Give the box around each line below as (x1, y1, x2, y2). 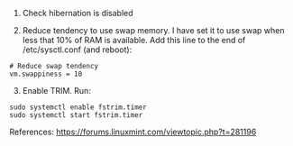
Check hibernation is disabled (22, 8, 133, 18)
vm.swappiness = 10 (9, 69, 83, 78)
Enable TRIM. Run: (22, 86, 92, 96)
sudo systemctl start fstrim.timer (9, 111, 143, 120)
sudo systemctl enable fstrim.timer (9, 103, 147, 112)
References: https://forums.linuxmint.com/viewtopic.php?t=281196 (9, 126, 257, 137)
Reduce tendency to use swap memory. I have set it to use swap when (22, 25, 285, 35)
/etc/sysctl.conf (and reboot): (22, 44, 133, 55)
